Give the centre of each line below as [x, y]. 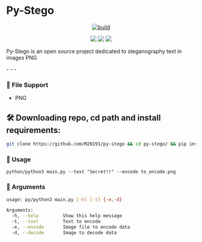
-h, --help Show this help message [67, 216]
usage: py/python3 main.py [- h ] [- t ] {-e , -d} [64, 199]
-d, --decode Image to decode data [64, 232]
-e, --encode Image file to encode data [71, 227]
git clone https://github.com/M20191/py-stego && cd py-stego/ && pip [96, 144]
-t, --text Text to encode [56, 222]
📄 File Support [27, 85]
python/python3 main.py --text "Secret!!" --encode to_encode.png [91, 172]
